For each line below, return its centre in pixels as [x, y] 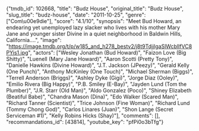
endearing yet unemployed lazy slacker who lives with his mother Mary [93, 27]
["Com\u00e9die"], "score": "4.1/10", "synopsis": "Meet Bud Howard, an [94, 21]
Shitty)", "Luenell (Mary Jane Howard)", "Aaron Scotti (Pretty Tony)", [90, 59]
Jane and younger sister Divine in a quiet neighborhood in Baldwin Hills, [94, 34]
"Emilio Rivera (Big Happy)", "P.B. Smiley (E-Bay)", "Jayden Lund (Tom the [97, 84]
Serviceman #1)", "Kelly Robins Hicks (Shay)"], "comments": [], [83, 116]
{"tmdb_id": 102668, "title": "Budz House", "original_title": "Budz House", [95, 9]
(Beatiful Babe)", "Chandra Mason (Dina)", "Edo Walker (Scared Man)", [92, 97]
